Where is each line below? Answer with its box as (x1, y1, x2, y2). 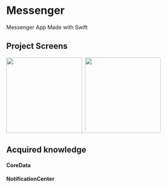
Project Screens (6, 41, 68, 51)
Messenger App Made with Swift (6, 24, 88, 31)
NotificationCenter (6, 176, 54, 183)
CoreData (6, 161, 31, 169)
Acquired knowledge (6, 145, 87, 155)
